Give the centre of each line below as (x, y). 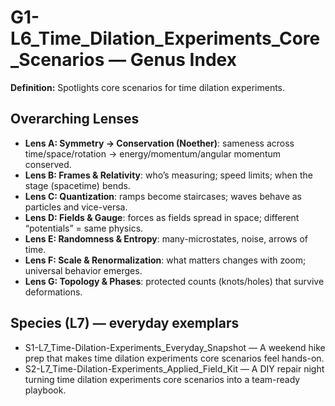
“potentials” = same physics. (84, 228)
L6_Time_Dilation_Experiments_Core (165, 38)
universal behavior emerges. (83, 270)
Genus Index (183, 60)
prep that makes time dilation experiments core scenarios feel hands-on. (174, 358)
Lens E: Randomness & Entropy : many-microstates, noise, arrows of (166, 238)
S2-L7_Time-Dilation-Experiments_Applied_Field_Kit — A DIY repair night (174, 368)
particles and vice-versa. (76, 207)
